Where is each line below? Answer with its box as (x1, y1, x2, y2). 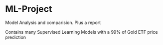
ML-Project (5, 3, 52, 15)
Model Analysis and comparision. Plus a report (5, 20, 101, 25)
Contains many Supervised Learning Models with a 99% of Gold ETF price (5, 29, 158, 35)
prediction (5, 34, 26, 40)
